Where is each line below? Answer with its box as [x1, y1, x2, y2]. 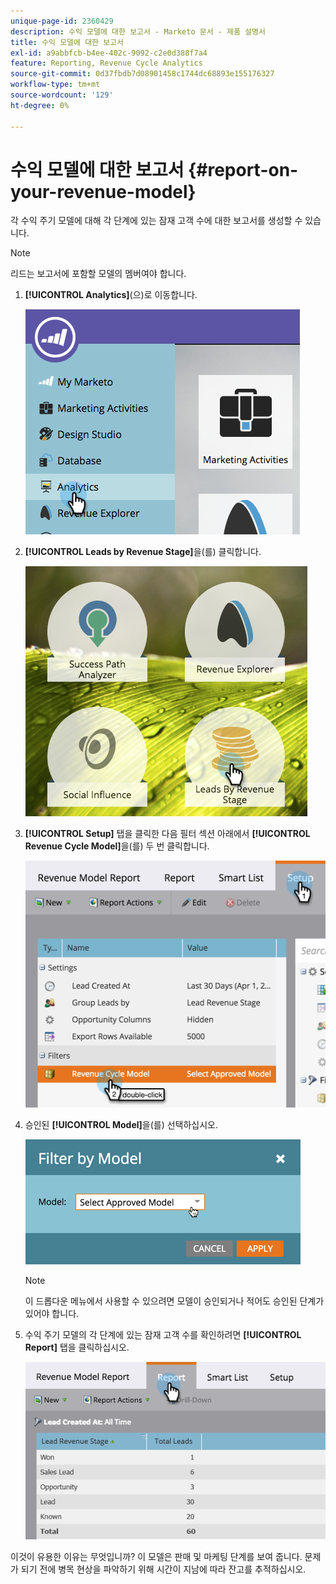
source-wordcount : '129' [10, 90, 114, 100]
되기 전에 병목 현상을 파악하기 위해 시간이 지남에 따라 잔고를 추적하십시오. [20, 1563, 307, 1575]
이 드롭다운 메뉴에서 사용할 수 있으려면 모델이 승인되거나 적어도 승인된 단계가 [24, 1295, 325, 1307]
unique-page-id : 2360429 [10, 16, 114, 26]
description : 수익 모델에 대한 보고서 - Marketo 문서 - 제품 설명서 [10, 26, 266, 37]
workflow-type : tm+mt [10, 80, 101, 90]
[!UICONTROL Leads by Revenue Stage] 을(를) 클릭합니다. [24, 546, 262, 558]
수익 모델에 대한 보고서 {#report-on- [10, 158, 299, 181]
